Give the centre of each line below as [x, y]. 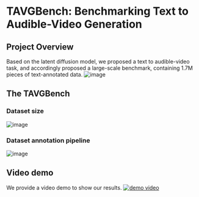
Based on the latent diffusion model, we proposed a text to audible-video [98, 61]
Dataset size [25, 111]
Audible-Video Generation [74, 24]
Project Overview [40, 47]
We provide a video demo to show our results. [64, 187]
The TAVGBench [38, 94]
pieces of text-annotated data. [45, 74]
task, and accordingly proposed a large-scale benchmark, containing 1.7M [100, 68]
